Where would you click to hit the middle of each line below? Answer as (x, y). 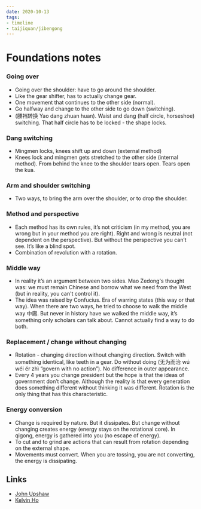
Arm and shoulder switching (48, 185)
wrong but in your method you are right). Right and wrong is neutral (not (103, 233)
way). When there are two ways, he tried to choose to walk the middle (101, 306)
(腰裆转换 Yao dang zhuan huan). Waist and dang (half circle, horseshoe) (105, 116)
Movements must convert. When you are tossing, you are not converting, (105, 454)
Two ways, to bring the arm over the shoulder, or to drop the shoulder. (101, 198)
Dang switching (29, 138)
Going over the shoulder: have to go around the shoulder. (86, 90)
